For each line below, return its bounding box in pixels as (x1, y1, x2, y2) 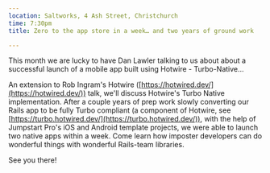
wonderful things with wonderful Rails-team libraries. (8, 140, 185, 150)
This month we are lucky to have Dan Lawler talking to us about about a (8, 56, 247, 65)
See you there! (8, 155, 57, 165)
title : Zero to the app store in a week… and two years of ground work (8, 27, 254, 35)
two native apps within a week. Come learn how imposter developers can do (8, 131, 263, 141)
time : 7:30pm (8, 19, 52, 27)
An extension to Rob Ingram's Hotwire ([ (8, 80, 142, 89)
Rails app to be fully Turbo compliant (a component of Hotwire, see (8, 105, 231, 115)
